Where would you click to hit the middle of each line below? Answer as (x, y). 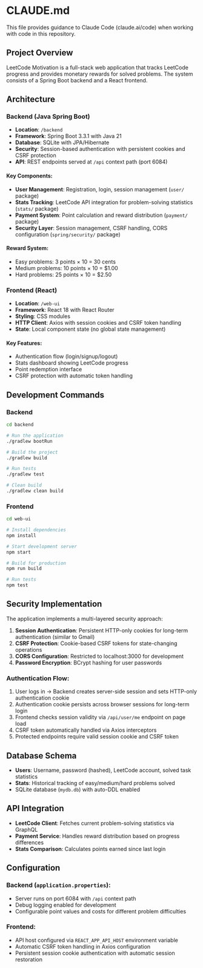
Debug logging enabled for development (65, 905)
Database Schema (42, 756)
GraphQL (26, 829)
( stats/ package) (37, 208)
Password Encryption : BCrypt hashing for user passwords (88, 662)
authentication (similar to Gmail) (55, 637)
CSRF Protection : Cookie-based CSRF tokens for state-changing (96, 643)
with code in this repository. (41, 33)
